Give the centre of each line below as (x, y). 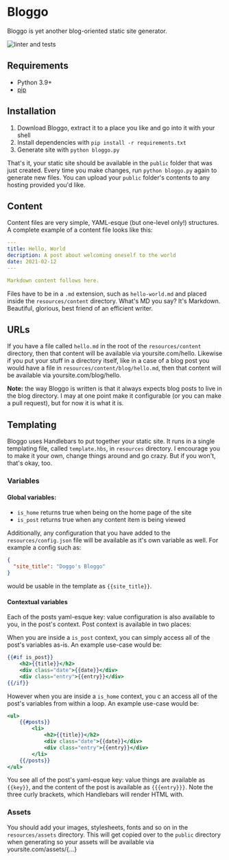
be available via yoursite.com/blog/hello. (64, 375)
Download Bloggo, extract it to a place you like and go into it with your (116, 128)
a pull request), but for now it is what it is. (65, 403)
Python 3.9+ (35, 82)
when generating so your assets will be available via (81, 841)
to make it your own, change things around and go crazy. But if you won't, (111, 456)
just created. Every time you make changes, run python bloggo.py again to (112, 170)
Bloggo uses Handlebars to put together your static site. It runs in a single (111, 441)
